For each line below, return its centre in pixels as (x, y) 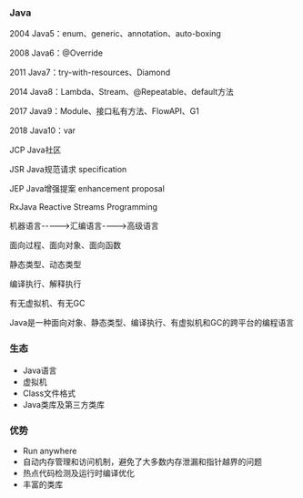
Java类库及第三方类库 (64, 404)
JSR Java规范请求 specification (68, 170)
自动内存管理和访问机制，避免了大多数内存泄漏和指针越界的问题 (142, 462)
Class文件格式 (49, 393)
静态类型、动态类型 (45, 265)
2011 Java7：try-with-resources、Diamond (90, 73)
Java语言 (40, 370)
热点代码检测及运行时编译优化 (78, 472)
